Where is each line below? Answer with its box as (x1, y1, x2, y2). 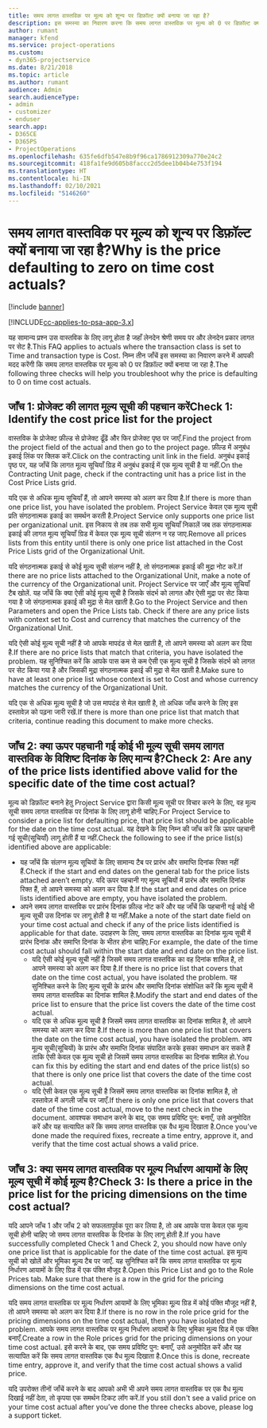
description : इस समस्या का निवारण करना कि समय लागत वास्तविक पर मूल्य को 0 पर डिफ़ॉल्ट (8, 19, 250, 27)
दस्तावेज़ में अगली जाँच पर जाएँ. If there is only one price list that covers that (31, 1096, 254, 1105)
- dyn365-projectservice (8, 57, 91, 65)
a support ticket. (8, 1410, 62, 1420)
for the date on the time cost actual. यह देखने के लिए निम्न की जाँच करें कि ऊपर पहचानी (8, 824, 256, 834)
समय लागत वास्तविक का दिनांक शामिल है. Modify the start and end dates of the (31, 991, 258, 1000)
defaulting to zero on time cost (8, 258, 215, 276)
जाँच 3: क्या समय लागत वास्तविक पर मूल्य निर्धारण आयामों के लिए (8, 1162, 248, 1176)
